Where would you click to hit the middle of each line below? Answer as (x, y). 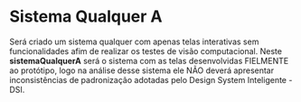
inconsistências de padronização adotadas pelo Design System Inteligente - (151, 79)
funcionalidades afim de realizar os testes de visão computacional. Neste (146, 51)
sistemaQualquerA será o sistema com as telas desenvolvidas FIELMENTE (149, 60)
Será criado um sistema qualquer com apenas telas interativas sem (134, 42)
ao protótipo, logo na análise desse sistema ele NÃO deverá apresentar (141, 70)
